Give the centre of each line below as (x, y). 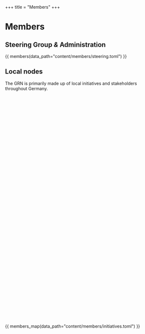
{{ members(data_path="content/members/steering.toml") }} (66, 56)
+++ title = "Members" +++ (33, 7)
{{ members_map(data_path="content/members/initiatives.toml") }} (72, 326)
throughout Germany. (27, 88)
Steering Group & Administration (55, 45)
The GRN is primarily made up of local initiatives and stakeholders (71, 83)
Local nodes (24, 72)
